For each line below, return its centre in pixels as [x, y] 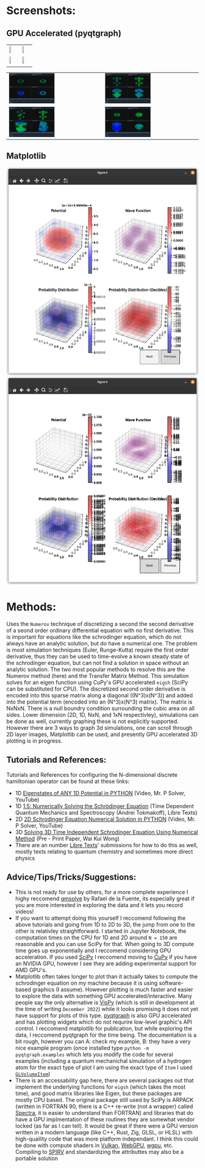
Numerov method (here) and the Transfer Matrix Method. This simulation [98, 676]
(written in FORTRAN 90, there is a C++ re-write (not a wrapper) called [104, 1106]
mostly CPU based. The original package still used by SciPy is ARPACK [104, 1100]
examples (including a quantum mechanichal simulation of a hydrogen [103, 1060]
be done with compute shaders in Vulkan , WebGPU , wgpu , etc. [94, 1145]
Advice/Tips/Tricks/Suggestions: [71, 877]
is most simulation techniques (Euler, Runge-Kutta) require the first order [98, 650]
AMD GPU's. [31, 970]
